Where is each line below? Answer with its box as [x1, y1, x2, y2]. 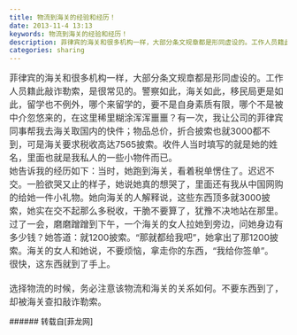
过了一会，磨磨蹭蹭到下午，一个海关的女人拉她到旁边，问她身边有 [9, 218, 285, 230]
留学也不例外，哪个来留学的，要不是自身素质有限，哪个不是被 [27, 98, 285, 111]
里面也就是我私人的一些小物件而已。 [27, 152, 179, 164]
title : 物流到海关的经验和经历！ [9, 12, 117, 22]
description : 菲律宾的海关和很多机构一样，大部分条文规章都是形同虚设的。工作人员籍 [9, 37, 285, 47]
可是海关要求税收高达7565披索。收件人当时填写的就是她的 [27, 138, 270, 151]
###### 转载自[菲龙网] [9, 316, 94, 327]
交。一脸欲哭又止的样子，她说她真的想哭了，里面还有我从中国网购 [9, 178, 285, 191]
